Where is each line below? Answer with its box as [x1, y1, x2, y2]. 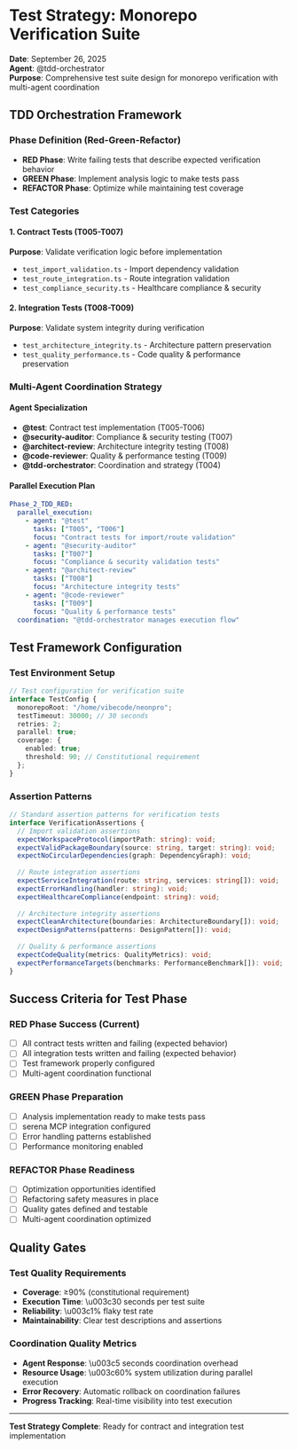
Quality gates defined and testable [21, 1203, 148, 1215]
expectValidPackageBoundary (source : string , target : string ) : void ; [17, 843, 276, 852]
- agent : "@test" [25, 516, 90, 526]
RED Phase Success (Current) [9, 1017, 140, 1030]
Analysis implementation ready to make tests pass [21, 1110, 206, 1122]
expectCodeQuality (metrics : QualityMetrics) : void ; [17, 950, 213, 959]
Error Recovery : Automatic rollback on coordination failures [21, 1385, 241, 1397]
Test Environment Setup [9, 666, 115, 678]
